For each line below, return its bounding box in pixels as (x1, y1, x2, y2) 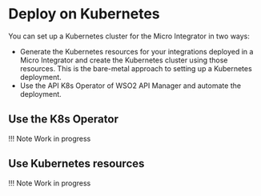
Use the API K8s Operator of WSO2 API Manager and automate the (19, 81, 242, 90)
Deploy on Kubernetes (8, 5, 160, 23)
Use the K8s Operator (8, 113, 118, 126)
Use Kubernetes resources (8, 157, 145, 170)
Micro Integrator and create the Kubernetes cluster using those (19, 55, 228, 65)
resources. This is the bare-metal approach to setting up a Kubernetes (19, 63, 252, 73)
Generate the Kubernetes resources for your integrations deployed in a (19, 46, 254, 56)
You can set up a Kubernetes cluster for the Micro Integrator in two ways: (8, 31, 251, 41)
